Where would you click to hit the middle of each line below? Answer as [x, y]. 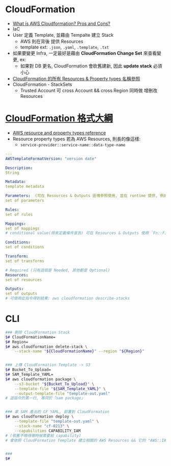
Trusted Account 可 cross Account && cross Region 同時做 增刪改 [89, 90]
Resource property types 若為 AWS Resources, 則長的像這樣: [77, 139]
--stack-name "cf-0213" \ [42, 426]
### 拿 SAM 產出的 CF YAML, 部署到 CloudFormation [57, 412]
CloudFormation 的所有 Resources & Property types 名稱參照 [76, 79]
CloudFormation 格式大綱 [59, 119]
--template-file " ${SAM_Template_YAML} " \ [60, 389]
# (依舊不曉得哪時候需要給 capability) [43, 435]
